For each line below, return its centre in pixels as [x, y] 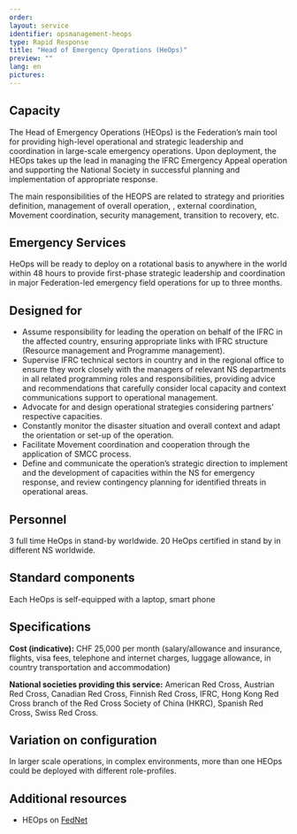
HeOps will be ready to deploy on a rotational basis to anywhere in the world [148, 264]
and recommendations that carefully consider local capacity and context [154, 388]
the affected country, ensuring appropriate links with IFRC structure [145, 341]
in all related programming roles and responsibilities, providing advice [148, 379]
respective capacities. [62, 417]
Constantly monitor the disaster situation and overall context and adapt [151, 426]
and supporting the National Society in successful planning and [125, 170]
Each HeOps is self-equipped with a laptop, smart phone [112, 599]
